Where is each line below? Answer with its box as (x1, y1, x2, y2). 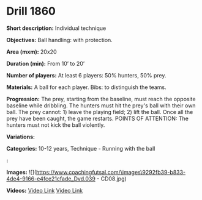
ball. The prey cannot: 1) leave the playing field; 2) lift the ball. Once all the (6, 108, 193, 115)
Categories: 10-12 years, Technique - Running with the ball (6, 145, 155, 152)
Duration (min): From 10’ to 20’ (6, 60, 85, 67)
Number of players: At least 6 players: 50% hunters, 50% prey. (6, 71, 166, 79)
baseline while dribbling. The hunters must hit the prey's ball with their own (6, 102, 196, 109)
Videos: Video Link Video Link (6, 187, 83, 194)
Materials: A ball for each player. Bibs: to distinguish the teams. (6, 84, 166, 91)
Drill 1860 (6, 4, 56, 18)
